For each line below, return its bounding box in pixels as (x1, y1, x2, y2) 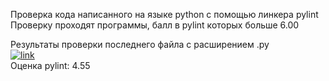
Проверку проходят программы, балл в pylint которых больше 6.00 (10, 19, 300, 31)
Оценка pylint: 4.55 (10, 60, 91, 71)
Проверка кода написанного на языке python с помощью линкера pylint (10, 9, 319, 20)
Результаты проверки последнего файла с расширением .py (10, 39, 270, 50)
